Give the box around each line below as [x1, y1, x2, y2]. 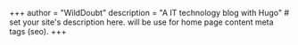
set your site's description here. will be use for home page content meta [9, 17, 274, 27]
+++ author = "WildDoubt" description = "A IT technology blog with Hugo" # [9, 8, 290, 18]
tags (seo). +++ [9, 26, 67, 36]
